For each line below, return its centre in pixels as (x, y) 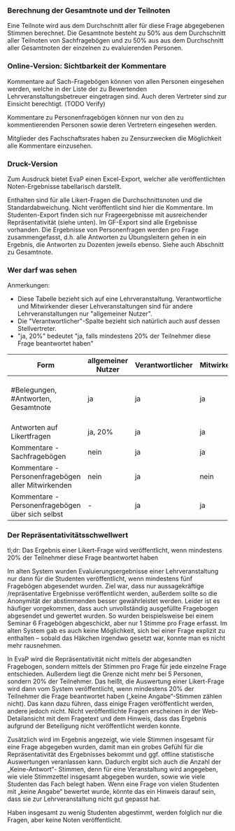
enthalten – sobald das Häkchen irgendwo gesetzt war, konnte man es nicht (116, 638)
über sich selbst (37, 514)
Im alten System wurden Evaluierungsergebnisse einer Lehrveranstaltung (113, 571)
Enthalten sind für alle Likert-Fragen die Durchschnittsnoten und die (105, 200)
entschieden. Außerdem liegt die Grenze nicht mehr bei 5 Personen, (105, 674)
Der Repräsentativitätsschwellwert (68, 535)
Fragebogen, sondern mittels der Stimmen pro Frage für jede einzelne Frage (117, 667)
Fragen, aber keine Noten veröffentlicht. (65, 820)
